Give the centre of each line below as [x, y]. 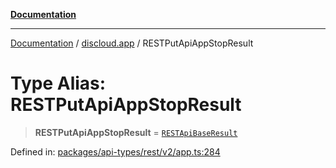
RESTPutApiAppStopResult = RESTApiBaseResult [136, 132]
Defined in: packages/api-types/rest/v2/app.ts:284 [115, 151]
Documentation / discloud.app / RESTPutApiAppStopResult [132, 43]
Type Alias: [58, 83]
